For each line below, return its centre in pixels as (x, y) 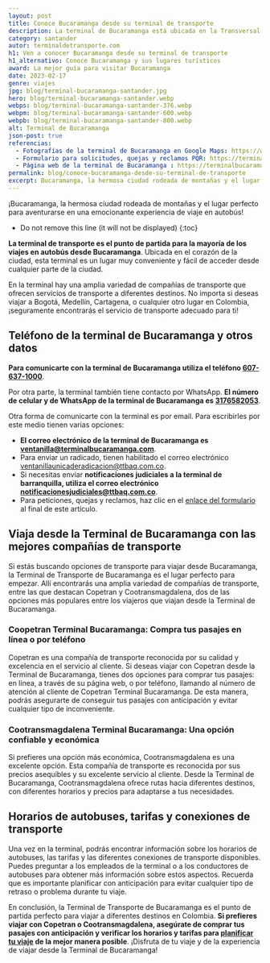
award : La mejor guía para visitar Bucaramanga (90, 68)
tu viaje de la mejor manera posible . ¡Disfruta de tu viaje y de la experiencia (134, 941)
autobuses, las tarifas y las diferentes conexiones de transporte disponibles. (135, 857)
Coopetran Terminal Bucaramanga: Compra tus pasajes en (125, 629)
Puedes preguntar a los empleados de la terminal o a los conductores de (129, 865)
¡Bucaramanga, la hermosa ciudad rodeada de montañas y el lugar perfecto (133, 203)
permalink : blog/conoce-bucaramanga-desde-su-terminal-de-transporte (127, 173)
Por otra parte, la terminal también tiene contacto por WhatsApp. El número (133, 392)
